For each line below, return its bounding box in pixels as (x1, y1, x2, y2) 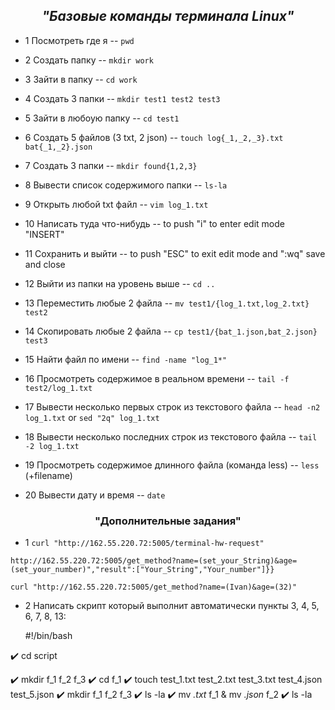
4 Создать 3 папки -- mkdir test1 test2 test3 (24, 92, 221, 104)
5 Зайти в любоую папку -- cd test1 (24, 112, 180, 124)
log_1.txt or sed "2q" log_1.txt (24, 411, 160, 423)
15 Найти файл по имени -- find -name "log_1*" (24, 353, 228, 365)
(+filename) (24, 469, 73, 481)
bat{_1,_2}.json (24, 142, 93, 152)
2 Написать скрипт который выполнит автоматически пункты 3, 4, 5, (24, 600, 320, 612)
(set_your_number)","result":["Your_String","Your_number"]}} (10, 565, 275, 575)
